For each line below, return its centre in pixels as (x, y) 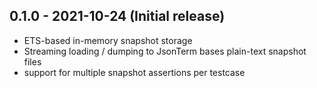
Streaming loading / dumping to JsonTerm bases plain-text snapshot (165, 51)
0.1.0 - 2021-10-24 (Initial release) (117, 16)
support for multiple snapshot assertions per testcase (134, 72)
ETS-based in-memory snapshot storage (108, 40)
